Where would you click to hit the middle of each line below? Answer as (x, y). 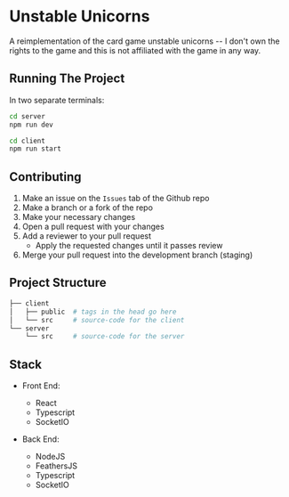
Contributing (45, 177)
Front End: (41, 386)
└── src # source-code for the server (105, 337)
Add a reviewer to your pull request (87, 236)
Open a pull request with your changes (93, 227)
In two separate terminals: (57, 100)
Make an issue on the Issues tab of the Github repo (116, 199)
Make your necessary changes (79, 217)
